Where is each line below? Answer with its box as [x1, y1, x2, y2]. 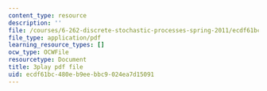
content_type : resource [8, 11, 87, 20]
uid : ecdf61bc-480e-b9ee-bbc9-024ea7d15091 [8, 70, 155, 78]
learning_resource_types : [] [8, 41, 105, 49]
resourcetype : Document [8, 56, 87, 64]
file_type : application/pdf [8, 33, 102, 42]
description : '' [8, 19, 62, 27]
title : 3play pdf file [8, 63, 83, 71]
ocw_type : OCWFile [8, 48, 69, 56]
